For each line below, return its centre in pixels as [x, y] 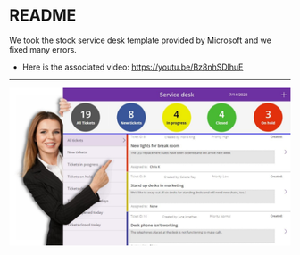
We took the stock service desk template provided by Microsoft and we [141, 40]
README [43, 16]
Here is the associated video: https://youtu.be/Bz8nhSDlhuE [133, 67]
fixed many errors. [43, 49]
